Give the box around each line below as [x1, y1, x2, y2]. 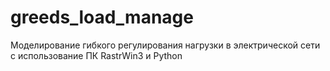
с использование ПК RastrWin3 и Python [10, 49, 183, 61]
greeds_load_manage [10, 6, 194, 29]
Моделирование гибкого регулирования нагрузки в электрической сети [10, 39, 321, 51]
